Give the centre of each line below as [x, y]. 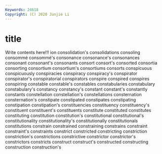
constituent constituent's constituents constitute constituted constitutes [78, 110]
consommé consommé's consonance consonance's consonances [72, 58]
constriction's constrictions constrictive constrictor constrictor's [70, 137]
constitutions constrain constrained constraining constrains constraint [76, 126]
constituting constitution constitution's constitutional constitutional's [75, 116]
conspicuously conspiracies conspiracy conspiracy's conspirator [71, 74]
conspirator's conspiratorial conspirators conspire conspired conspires [77, 79]
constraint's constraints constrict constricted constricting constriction [76, 131]
